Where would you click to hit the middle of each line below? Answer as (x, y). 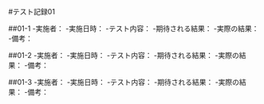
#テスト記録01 (32, 12)
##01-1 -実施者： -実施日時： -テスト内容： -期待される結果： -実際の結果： (134, 29)
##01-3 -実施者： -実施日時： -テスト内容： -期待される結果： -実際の (124, 82)
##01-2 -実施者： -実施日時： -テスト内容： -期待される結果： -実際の (124, 55)
